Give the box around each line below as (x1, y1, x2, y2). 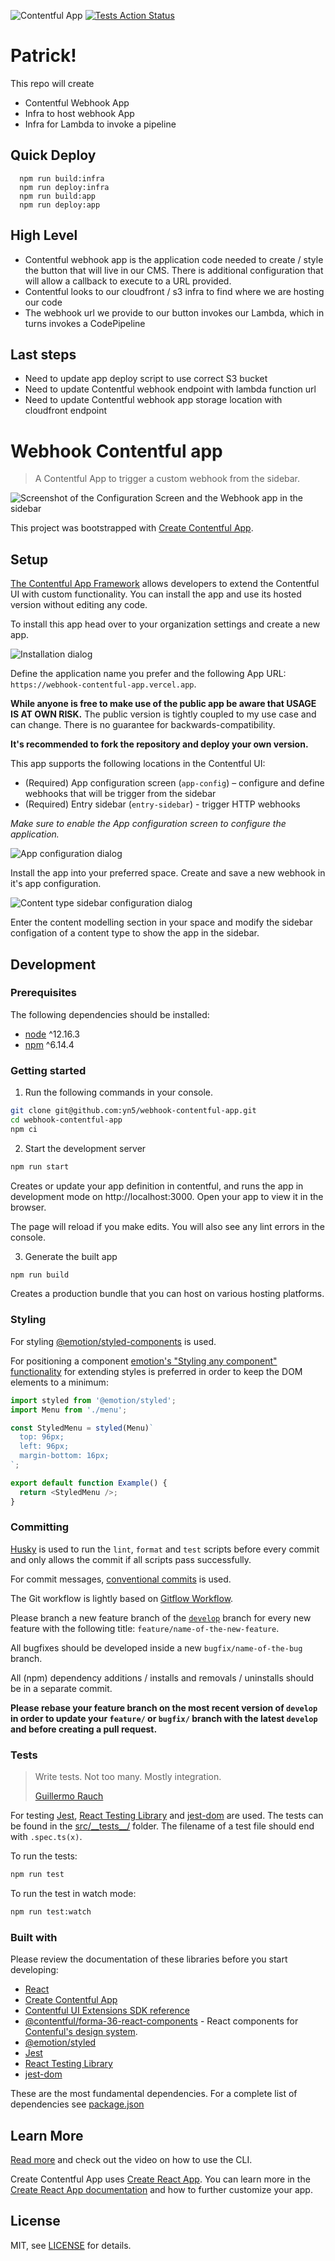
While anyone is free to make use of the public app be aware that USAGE (10, 698, 317, 710)
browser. (10, 1201, 47, 1213)
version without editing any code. (10, 599, 148, 611)
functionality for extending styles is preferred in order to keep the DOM (10, 1365, 303, 1377)
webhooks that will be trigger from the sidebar (24, 788, 217, 800)
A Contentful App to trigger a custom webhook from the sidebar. (34, 473, 301, 485)
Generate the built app (24, 1250, 118, 1262)
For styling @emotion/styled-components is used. (10, 1335, 217, 1347)
